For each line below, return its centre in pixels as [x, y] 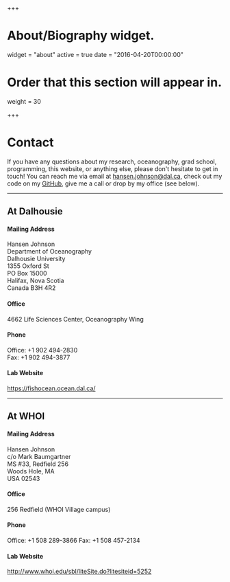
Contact [30, 143]
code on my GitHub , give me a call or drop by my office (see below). [103, 183]
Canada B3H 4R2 [31, 288]
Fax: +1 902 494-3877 [39, 357]
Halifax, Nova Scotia [36, 281]
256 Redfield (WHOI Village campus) [59, 509]
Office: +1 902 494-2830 [42, 350]
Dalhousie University [36, 259]
